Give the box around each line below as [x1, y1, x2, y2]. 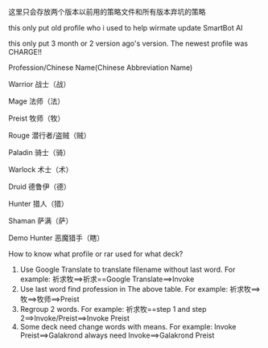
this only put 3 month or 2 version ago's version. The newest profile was [8, 39, 248, 48]
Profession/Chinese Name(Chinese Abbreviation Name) [8, 63, 193, 72]
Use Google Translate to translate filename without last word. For [19, 264, 236, 274]
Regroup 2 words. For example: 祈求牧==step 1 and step [19, 305, 207, 313]
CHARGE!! [8, 47, 43, 56]
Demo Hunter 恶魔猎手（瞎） [8, 233, 105, 243]
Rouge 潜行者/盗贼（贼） [8, 131, 91, 140]
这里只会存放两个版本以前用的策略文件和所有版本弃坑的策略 [8, 7, 206, 16]
